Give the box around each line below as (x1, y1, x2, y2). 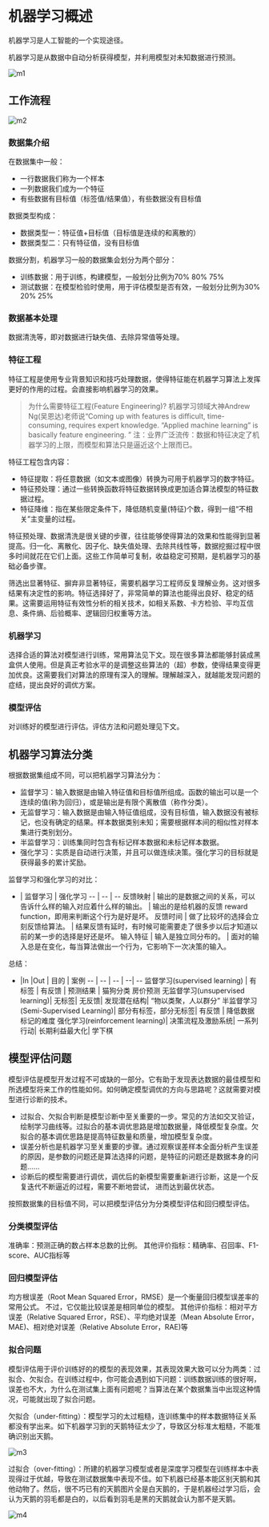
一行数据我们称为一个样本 (19, 174, 105, 184)
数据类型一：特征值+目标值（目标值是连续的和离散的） (19, 228, 201, 237)
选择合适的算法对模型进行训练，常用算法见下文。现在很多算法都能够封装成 (8, 650, 254, 659)
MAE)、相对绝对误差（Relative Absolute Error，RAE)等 (8, 1322, 188, 1332)
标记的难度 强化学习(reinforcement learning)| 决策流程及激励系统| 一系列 (19, 1016, 259, 1026)
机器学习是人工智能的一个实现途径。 (8, 35, 128, 45)
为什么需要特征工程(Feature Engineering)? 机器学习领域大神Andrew (27, 401, 251, 411)
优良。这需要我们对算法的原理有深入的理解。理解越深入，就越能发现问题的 (14, 670, 261, 679)
